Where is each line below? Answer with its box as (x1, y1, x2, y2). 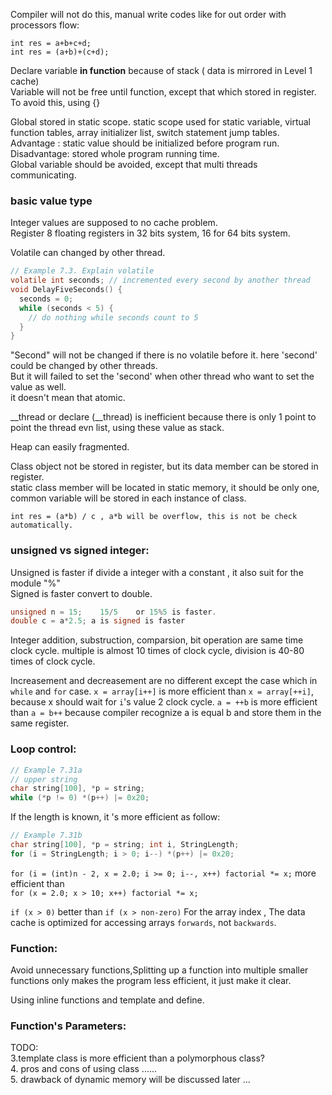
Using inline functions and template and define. (10, 994, 205, 1006)
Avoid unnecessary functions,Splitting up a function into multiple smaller (10, 964, 309, 976)
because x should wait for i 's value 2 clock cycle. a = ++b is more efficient (10, 696, 318, 708)
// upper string (10, 774, 78, 784)
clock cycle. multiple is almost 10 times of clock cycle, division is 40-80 (10, 645, 305, 657)
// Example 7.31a (10, 765, 83, 775)
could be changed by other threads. (10, 360, 158, 372)
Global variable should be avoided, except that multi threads (10, 159, 258, 170)
